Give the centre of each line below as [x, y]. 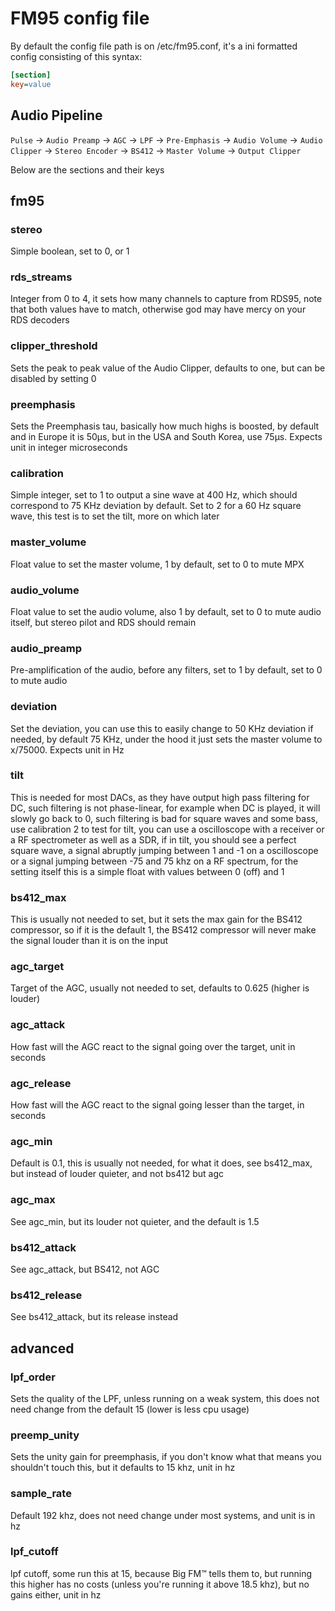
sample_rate [41, 1494]
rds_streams [41, 277]
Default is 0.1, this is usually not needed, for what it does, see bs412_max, [161, 1163]
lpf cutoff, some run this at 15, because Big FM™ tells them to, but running [161, 1573]
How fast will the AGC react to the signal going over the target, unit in [153, 1046]
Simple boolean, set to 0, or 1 [70, 251]
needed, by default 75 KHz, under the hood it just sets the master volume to [166, 739]
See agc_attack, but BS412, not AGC [85, 1269]
